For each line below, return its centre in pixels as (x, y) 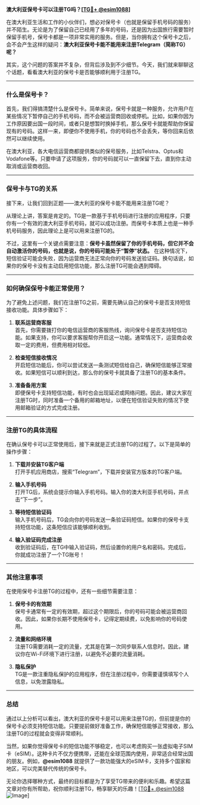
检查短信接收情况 (36, 357)
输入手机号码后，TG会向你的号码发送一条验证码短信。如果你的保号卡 (99, 520)
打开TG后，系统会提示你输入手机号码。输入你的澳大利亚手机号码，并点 (102, 492)
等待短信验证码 (33, 512)
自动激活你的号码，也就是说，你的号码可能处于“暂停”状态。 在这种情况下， (98, 251)
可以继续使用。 (29, 139)
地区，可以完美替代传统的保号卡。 (48, 768)
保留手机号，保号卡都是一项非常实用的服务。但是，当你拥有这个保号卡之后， (100, 37)
